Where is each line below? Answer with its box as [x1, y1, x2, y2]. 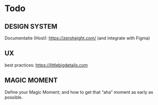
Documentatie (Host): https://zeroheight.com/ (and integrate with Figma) [4, 35, 150, 41]
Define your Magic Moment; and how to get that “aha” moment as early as [4, 89, 154, 95]
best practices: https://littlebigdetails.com [4, 62, 88, 68]
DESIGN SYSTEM [4, 22, 58, 31]
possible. [4, 94, 23, 100]
